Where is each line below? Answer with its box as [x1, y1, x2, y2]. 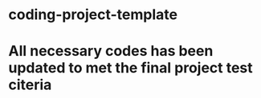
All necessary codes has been [8, 42, 214, 61]
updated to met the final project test [8, 59, 253, 77]
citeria [8, 76, 52, 94]
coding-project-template [8, 6, 178, 24]
